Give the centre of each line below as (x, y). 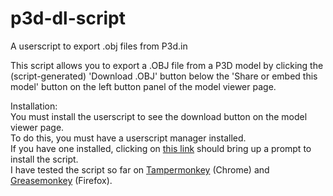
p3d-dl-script (68, 18)
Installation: (34, 106)
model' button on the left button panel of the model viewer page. (143, 86)
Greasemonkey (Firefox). (61, 180)
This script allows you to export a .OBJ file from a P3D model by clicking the (167, 65)
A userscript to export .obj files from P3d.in (99, 46)
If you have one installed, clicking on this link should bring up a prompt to (161, 148)
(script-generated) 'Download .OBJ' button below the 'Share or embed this (164, 76)
